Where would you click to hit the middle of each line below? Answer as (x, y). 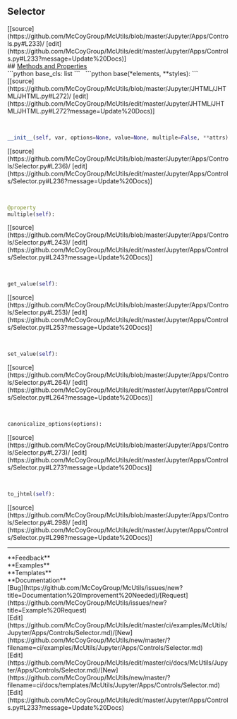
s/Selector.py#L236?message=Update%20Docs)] (80, 181)
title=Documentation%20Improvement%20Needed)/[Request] (98, 595)
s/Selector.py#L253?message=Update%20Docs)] (80, 328)
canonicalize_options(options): (55, 424)
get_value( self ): (33, 284)
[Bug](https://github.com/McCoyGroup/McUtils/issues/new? (95, 587)
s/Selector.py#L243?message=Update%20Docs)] (80, 257)
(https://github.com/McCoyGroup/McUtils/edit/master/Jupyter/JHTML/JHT (116, 103)
